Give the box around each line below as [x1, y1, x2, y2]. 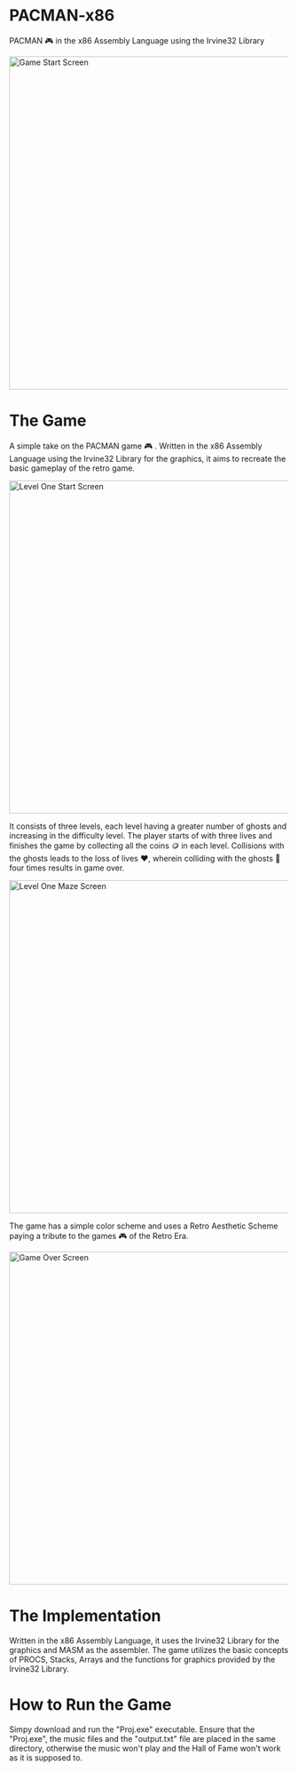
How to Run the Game [9, 1695, 172, 1714]
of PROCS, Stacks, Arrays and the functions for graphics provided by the [9, 1654, 276, 1665]
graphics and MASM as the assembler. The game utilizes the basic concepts [9, 1644, 289, 1655]
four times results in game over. [9, 862, 125, 873]
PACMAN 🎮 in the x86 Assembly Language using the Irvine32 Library [9, 35, 265, 45]
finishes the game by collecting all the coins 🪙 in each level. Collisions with [9, 840, 285, 851]
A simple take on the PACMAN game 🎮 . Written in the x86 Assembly [9, 441, 263, 451]
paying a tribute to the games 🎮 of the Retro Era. [9, 1230, 189, 1241]
